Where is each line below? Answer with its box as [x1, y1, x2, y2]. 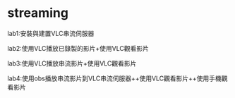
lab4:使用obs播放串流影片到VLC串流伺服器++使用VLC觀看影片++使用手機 [7, 74, 222, 82]
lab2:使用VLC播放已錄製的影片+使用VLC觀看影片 [7, 44, 150, 52]
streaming [7, 5, 69, 21]
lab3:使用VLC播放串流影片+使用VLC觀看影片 [7, 59, 137, 68]
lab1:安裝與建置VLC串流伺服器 [7, 29, 95, 37]
